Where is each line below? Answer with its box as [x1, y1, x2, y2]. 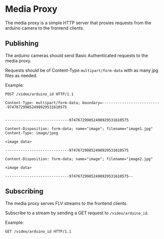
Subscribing [5, 187, 43, 196]
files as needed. [5, 73, 38, 79]
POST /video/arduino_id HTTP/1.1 [5, 91, 74, 97]
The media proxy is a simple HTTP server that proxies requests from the [5, 20, 152, 26]
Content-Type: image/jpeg [5, 130, 58, 135]
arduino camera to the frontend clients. [5, 25, 85, 31]
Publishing [5, 40, 39, 48]
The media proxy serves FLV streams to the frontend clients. [5, 200, 128, 206]
